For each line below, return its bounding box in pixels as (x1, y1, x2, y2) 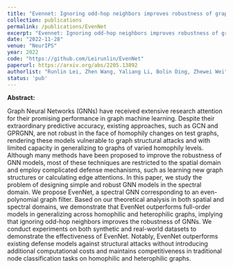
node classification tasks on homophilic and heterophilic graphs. (7, 254, 191, 263)
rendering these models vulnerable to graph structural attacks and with (7, 137, 211, 145)
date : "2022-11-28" (7, 36, 64, 43)
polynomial (7, 196, 39, 204)
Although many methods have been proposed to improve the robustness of (7, 151, 222, 159)
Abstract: (7, 94, 35, 102)
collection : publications (7, 17, 82, 24)
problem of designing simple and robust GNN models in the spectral (7, 181, 202, 189)
